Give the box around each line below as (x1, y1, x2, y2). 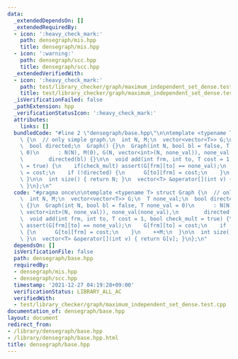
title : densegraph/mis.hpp (20, 43, 100, 50)
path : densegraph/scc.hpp (20, 57, 97, 64)
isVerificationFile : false (13, 248, 93, 256)
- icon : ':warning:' (13, 50, 74, 58)
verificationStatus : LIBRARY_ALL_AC (13, 288, 122, 295)
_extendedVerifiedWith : (13, 70, 84, 77)
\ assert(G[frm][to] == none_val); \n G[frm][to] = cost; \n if (20, 222, 227, 229)
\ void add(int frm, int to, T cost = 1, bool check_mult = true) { (20, 215, 230, 223)
